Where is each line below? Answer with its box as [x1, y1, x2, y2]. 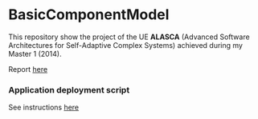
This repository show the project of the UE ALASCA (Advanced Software [8, 32, 251, 42]
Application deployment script [8, 84, 130, 95]
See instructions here [8, 102, 80, 113]
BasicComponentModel [8, 6, 170, 24]
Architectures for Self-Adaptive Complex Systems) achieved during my [8, 40, 244, 50]
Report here [8, 64, 48, 73]
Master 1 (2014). [8, 49, 62, 58]
